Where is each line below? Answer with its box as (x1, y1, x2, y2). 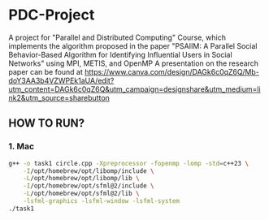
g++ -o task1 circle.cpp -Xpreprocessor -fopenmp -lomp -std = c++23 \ (8, 159, 249, 167)
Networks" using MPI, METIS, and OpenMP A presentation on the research (8, 58, 258, 68)
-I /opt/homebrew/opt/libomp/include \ (23, 166, 154, 175)
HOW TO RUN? (8, 116, 85, 131)
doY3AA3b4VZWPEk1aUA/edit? (8, 75, 115, 85)
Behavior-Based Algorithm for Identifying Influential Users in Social (8, 50, 233, 59)
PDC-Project (8, 6, 95, 24)
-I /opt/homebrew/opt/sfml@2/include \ (23, 182, 154, 190)
